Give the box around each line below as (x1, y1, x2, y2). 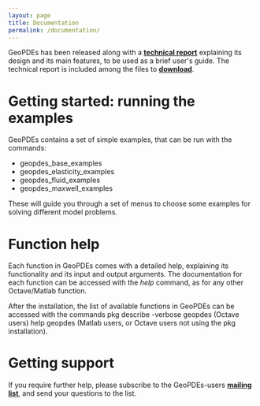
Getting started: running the (8, 92, 195, 110)
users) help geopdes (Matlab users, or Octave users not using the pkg (8, 318, 236, 328)
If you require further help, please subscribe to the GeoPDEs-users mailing (8, 380, 252, 390)
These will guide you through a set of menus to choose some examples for (8, 199, 251, 209)
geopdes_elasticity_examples (19, 167, 115, 177)
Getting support (8, 354, 115, 372)
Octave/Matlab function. (8, 286, 87, 296)
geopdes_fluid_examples (19, 175, 101, 185)
